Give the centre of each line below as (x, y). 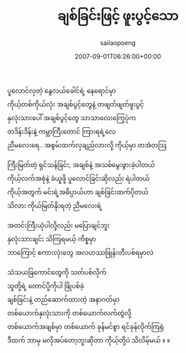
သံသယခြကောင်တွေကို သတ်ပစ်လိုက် (57, 272)
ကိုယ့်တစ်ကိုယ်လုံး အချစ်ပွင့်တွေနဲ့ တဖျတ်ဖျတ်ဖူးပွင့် (76, 104)
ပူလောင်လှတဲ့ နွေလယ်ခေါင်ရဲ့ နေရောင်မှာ (62, 91)
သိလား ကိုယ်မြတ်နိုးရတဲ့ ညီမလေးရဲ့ (55, 205)
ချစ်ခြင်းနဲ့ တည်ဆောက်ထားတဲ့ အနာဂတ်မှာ (64, 299)
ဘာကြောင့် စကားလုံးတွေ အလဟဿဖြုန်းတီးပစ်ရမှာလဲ (80, 252)
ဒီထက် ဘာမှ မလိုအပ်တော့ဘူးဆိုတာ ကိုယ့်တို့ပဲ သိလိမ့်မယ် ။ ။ (89, 340)
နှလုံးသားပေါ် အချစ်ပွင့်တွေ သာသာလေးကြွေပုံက (72, 118)
